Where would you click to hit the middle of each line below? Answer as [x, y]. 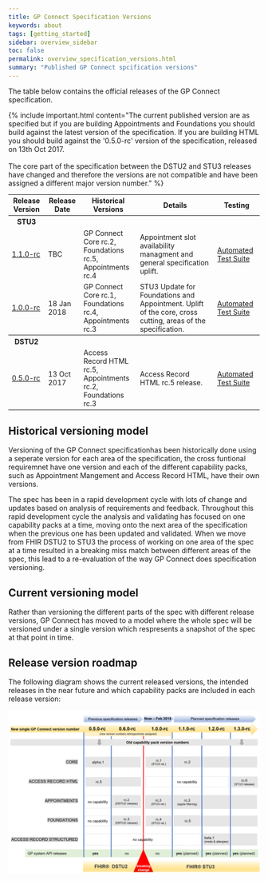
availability [157, 246]
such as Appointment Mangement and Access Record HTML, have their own [134, 476]
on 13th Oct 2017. [37, 149]
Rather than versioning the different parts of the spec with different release [131, 612]
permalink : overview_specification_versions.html [93, 59]
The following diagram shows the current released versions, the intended [128, 682]
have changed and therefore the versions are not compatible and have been [133, 174]
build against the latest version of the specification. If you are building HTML [134, 132]
